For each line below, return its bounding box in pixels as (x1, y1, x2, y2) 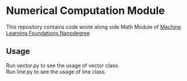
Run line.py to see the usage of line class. (6, 68, 106, 75)
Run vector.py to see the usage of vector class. (6, 62, 120, 69)
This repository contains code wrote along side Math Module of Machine (6, 23, 181, 30)
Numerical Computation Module (6, 4, 165, 17)
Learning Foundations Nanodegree (6, 29, 90, 36)
